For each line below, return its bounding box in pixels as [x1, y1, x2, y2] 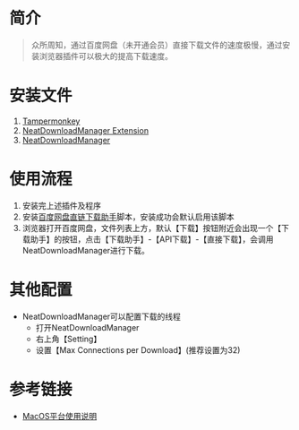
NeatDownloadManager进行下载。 [21, 245, 150, 255]
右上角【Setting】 [35, 333, 102, 344]
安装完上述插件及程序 [21, 200, 101, 211]
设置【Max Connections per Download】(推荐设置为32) [35, 344, 241, 355]
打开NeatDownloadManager [35, 322, 140, 332]
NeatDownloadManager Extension [21, 125, 149, 135]
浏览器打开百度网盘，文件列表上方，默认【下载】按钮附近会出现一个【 [21, 222, 282, 233]
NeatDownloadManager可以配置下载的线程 [21, 311, 182, 322]
